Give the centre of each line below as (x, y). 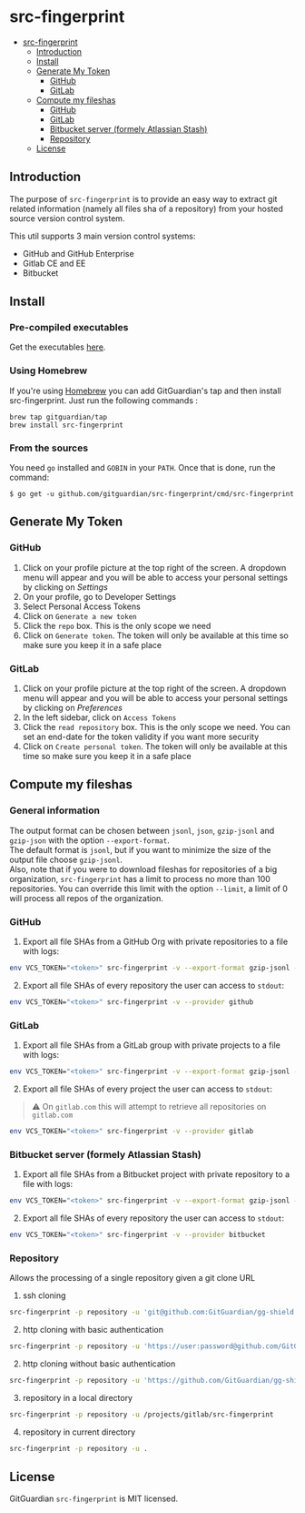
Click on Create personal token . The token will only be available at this (155, 746)
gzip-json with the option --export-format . (89, 840)
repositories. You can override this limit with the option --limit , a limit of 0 (149, 889)
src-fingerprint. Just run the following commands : (103, 400)
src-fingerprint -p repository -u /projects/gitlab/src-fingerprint (142, 1414)
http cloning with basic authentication (93, 1330)
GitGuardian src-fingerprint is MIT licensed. (94, 1498)
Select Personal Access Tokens (81, 606)
